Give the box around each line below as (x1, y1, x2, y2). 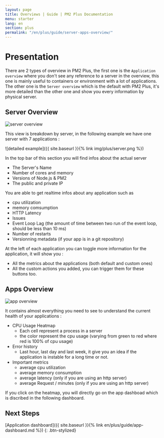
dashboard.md (5, 427, 35, 434)
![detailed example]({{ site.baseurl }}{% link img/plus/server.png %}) (5, 145, 144, 151)
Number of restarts (12, 231, 51, 236)
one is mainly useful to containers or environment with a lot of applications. (5, 78, 157, 84)
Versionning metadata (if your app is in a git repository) (12, 236, 124, 242)
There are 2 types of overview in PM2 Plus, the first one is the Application (5, 67, 156, 73)
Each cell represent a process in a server (19, 328, 103, 334)
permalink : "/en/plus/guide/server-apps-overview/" (5, 30, 113, 35)
